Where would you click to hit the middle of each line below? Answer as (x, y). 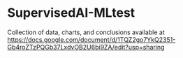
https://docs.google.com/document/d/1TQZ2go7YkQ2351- (91, 39)
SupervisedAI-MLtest (71, 13)
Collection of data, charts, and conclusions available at (86, 32)
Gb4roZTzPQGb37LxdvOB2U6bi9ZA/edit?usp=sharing (86, 47)
